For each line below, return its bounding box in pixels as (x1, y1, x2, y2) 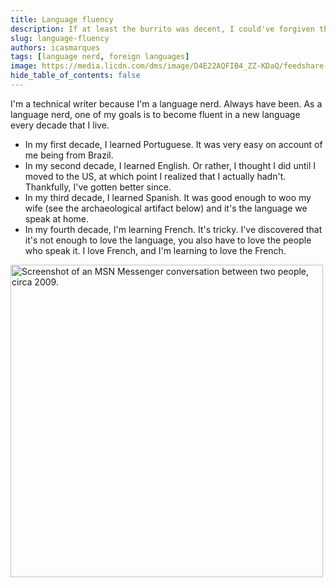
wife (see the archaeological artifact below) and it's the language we (24, 202, 308, 214)
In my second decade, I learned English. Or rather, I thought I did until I (24, 159, 316, 171)
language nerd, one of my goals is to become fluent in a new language (10, 108, 301, 120)
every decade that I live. (10, 119, 110, 131)
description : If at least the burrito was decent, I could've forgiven (10, 24, 315, 34)
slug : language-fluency (10, 33, 110, 43)
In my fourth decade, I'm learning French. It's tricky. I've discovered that (24, 223, 323, 235)
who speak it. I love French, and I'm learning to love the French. (24, 244, 287, 256)
